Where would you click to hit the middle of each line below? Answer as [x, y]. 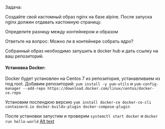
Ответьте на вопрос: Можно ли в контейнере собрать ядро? [69, 41]
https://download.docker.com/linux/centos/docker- [101, 89]
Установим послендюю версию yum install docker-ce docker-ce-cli [78, 102]
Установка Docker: [25, 67]
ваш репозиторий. [24, 56]
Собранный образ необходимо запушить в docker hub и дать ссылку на [82, 51]
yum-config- [146, 84]
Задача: [13, 7]
